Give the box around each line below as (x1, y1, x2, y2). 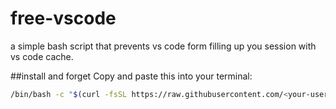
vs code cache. (10, 50, 74, 62)
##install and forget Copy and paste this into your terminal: (10, 70, 253, 82)
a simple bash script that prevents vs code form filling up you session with (10, 40, 317, 52)
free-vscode (10, 7, 117, 30)
